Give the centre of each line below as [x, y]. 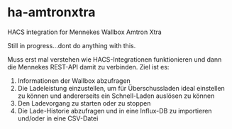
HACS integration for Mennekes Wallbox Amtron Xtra [84, 32]
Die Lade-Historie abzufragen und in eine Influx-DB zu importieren [115, 111]
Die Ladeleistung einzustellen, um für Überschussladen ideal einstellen [121, 88]
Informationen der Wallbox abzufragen [74, 80]
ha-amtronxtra [51, 12]
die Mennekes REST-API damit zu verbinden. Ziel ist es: [88, 67]
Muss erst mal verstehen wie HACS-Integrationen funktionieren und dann [115, 59]
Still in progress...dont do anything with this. [72, 45]
